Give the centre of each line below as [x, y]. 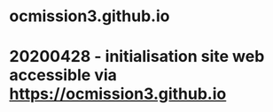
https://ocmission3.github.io [118, 94]
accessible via [63, 75]
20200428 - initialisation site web [137, 57]
